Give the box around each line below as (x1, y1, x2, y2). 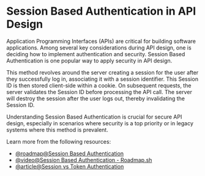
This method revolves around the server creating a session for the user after (6, 68, 199, 76)
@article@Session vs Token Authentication (15, 163, 124, 170)
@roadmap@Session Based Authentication (15, 150, 124, 157)
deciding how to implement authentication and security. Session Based (6, 50, 185, 57)
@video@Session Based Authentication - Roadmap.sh (15, 156, 152, 163)
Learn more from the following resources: (6, 137, 111, 145)
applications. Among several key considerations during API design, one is (6, 44, 192, 51)
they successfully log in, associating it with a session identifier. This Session (6, 75, 199, 82)
